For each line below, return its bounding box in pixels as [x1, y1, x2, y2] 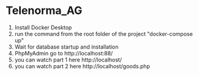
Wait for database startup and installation [14, 43, 119, 50]
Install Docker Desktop [14, 24, 72, 31]
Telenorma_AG [6, 4, 83, 18]
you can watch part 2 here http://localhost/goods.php [14, 62, 151, 70]
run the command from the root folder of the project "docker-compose [14, 30, 193, 37]
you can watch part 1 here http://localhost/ [14, 56, 122, 63]
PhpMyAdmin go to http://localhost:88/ [14, 49, 113, 57]
